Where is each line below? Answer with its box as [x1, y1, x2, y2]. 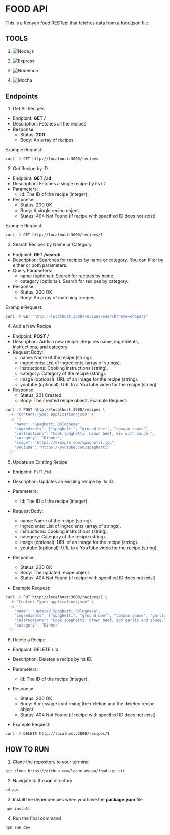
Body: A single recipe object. [20, 207, 80, 214]
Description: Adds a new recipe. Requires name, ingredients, [12, 339, 139, 345]
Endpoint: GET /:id [12, 175, 52, 181]
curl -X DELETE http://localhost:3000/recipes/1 [5, 731, 110, 736]
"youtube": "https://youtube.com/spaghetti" [14, 445, 110, 450]
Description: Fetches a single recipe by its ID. [12, 181, 107, 187]
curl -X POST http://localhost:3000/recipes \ [5, 407, 105, 412]
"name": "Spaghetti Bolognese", [14, 421, 82, 427]
